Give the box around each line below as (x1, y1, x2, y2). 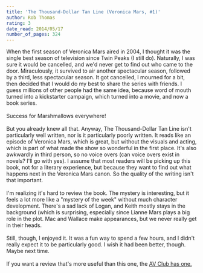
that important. (6, 177, 43, 184)
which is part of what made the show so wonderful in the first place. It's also (6, 145, 197, 152)
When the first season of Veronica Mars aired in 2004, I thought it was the (6, 48, 190, 55)
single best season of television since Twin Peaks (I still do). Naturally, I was (6, 54, 195, 62)
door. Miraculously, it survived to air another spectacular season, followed (6, 67, 190, 74)
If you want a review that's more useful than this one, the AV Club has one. (6, 260, 192, 268)
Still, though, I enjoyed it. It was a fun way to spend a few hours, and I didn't (6, 234, 195, 242)
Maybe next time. (6, 248, 50, 255)
